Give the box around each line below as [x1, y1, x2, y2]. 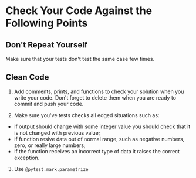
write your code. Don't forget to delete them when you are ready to [13, 94, 177, 101]
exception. [13, 154, 40, 161]
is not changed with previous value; [13, 129, 100, 136]
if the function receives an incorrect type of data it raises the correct [13, 148, 180, 155]
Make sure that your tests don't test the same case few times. [5, 56, 155, 62]
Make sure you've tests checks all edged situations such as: [13, 111, 160, 118]
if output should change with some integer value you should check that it [13, 123, 191, 130]
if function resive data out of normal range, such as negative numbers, [13, 135, 185, 142]
